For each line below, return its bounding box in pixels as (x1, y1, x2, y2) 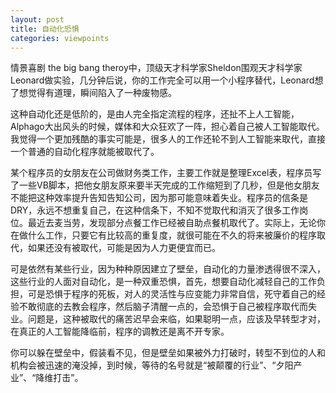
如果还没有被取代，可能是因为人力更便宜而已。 (27, 242, 221, 254)
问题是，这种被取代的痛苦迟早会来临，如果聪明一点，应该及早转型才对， (27, 313, 326, 325)
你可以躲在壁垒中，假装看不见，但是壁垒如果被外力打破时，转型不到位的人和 (10, 347, 326, 359)
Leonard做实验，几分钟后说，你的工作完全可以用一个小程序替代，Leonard (10, 74, 315, 86)
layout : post (10, 14, 65, 25)
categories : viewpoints (10, 33, 110, 43)
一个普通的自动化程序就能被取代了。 (10, 146, 160, 158)
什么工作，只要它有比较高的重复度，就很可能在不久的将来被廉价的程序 (27, 229, 317, 241)
